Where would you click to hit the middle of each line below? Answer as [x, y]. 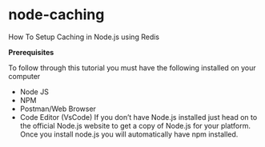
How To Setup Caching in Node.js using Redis [84, 37]
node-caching [56, 15]
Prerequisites [31, 52]
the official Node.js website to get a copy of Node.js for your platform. [135, 125]
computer [24, 76]
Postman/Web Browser [58, 109]
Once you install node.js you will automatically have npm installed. [129, 134]
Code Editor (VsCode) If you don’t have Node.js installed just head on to [139, 117]
